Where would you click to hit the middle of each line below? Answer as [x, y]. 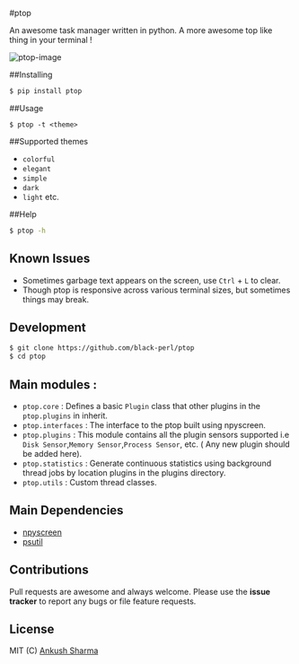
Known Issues [50, 259]
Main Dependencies [66, 511]
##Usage [26, 108]
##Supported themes [48, 141]
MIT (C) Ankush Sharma [54, 651]
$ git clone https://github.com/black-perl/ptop [102, 348]
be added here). [52, 453]
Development [48, 327]
